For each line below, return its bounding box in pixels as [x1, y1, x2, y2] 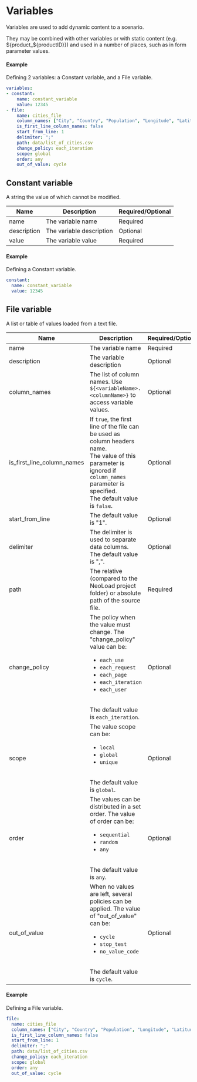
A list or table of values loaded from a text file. [6, 320, 118, 327]
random [99, 838, 118, 845]
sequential [99, 831, 130, 838]
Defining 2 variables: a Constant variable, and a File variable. [6, 74, 153, 81]
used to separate [90, 535, 137, 544]
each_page [99, 671, 127, 678]
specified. [90, 487, 117, 495]
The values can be [90, 795, 141, 803]
